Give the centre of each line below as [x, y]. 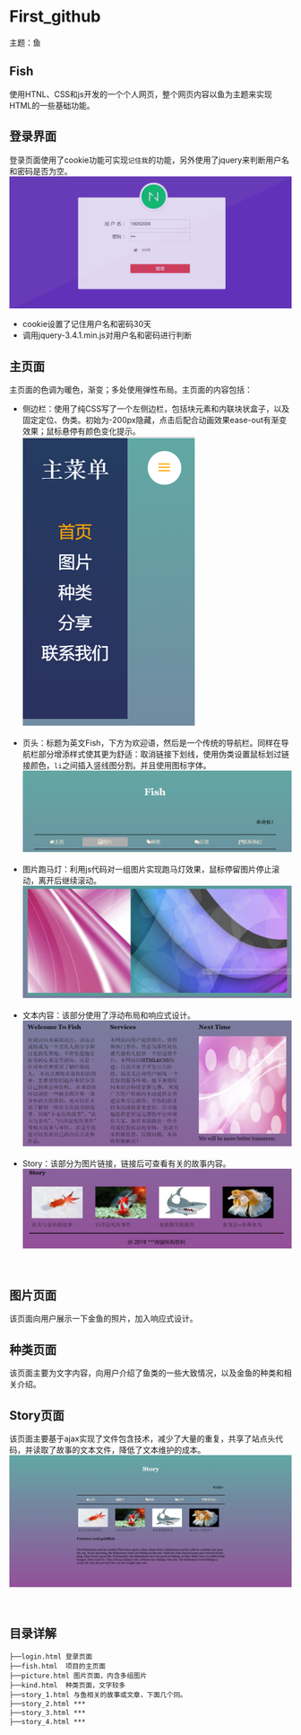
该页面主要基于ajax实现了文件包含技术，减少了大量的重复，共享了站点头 [142, 1438]
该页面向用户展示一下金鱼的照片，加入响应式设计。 [103, 1319]
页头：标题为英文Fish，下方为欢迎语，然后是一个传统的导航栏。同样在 [152, 743]
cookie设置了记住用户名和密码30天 [87, 324]
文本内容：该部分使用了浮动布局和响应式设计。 [108, 1015]
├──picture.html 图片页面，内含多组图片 [78, 1676]
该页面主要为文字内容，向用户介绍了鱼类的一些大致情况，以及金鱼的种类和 [146, 1373]
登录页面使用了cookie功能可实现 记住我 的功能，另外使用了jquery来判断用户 [146, 160]
